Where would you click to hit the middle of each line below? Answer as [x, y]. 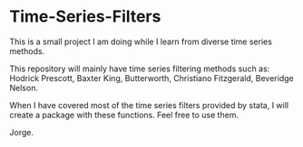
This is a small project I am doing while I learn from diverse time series [141, 41]
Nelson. [24, 87]
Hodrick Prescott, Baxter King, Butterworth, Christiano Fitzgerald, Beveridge [151, 78]
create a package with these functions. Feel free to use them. [124, 115]
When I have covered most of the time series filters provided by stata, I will [149, 105]
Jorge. [22, 132]
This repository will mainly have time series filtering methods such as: [140, 69]
